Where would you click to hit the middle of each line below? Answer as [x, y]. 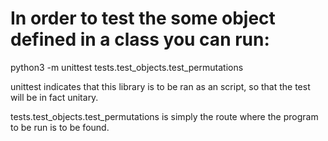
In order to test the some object [143, 18]
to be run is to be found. [60, 127]
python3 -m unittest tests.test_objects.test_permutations [127, 67]
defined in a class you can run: [140, 39]
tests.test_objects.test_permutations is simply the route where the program [164, 116]
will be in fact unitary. [54, 97]
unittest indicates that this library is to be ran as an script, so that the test [160, 86]
